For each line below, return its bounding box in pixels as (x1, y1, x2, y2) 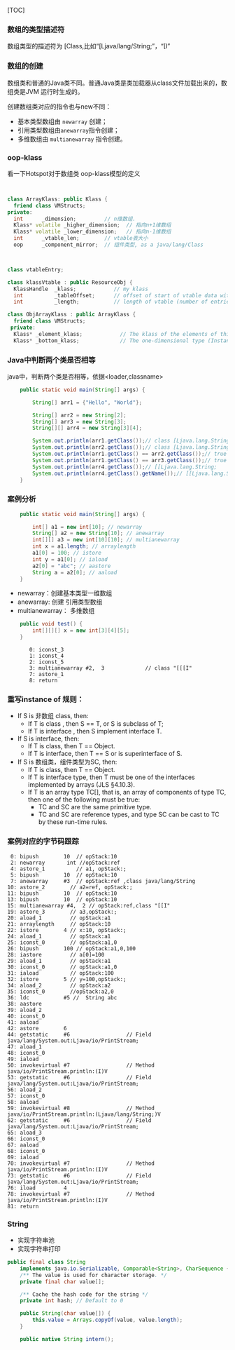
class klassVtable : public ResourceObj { (7, 278, 133, 286)
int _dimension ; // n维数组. (13, 215, 136, 222)
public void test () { (20, 621, 83, 628)
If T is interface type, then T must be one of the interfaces (27, 773, 195, 781)
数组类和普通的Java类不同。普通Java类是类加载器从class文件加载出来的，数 (7, 79, 227, 87)
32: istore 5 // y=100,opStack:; (7, 976, 127, 983)
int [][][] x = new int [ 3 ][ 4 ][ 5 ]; (32, 627, 130, 634)
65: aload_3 (7, 1129, 42, 1136)
